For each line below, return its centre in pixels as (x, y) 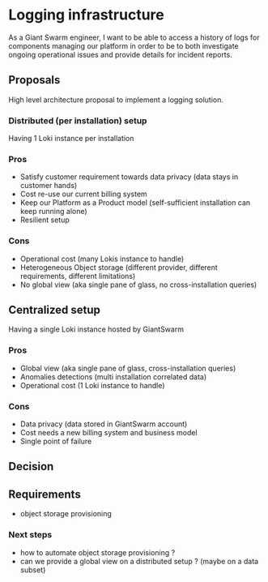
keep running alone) (53, 212)
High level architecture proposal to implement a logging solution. (116, 100)
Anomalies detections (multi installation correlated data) (113, 377)
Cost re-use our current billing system (83, 194)
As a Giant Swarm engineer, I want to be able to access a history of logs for (134, 37)
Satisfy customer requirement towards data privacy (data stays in (129, 177)
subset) (33, 570)
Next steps (30, 535)
